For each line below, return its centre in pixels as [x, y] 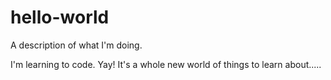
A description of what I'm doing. [76, 45]
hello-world [60, 17]
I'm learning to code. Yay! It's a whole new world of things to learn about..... [166, 64]
